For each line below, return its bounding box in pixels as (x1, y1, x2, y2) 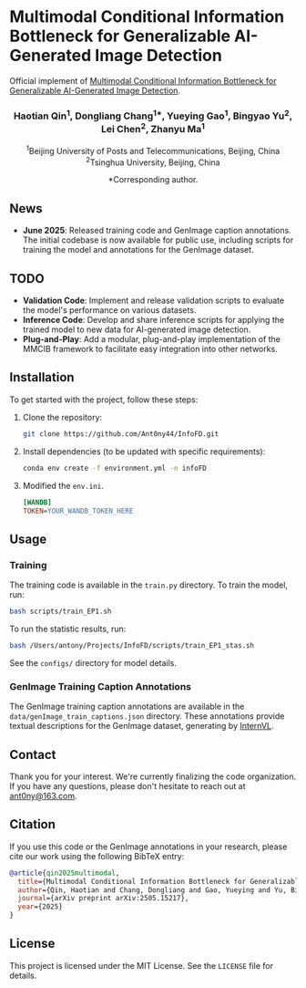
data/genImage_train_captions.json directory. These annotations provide (9, 711, 285, 722)
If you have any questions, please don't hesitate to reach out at (9, 780, 246, 791)
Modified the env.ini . (22, 480, 105, 491)
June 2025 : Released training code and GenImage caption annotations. (22, 225, 291, 236)
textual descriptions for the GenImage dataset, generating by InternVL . (9, 721, 275, 732)
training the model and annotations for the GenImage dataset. (22, 244, 254, 255)
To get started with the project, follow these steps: (9, 394, 199, 405)
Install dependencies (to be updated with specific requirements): (22, 445, 266, 457)
